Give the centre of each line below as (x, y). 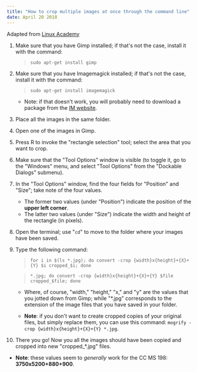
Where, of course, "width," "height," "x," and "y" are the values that (106, 292)
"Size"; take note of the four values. (59, 190)
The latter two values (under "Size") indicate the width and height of (107, 214)
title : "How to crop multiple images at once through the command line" (98, 12)
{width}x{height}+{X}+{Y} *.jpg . (78, 328)
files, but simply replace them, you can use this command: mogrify (105, 322)
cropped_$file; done (55, 281)
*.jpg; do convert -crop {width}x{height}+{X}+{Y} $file (102, 276)
